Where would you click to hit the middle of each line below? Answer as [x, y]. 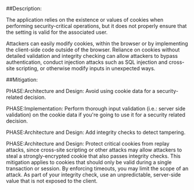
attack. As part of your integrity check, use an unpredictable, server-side [94, 175]
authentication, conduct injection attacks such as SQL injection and [87, 62]
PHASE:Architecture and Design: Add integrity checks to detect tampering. [96, 132]
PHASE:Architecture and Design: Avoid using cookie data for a [81, 91]
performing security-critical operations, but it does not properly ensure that [96, 26]
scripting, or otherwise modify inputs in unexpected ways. [86, 68]
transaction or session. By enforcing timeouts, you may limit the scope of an [97, 168]
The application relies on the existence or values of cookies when [85, 20]
